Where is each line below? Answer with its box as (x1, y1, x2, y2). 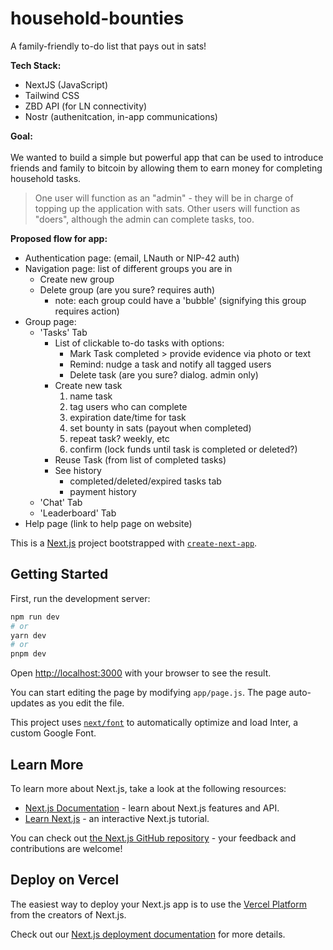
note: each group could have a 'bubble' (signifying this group (54, 294, 307, 306)
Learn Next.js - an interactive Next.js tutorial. (24, 812, 210, 824)
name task (69, 390, 113, 402)
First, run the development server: (10, 592, 151, 604)
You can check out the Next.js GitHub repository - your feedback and (10, 832, 297, 844)
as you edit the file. (46, 697, 125, 709)
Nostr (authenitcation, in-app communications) (24, 110, 218, 122)
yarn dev (10, 630, 47, 641)
